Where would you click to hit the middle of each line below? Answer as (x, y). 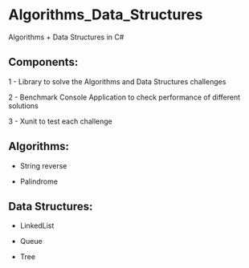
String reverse (43, 165)
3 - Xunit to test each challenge (60, 121)
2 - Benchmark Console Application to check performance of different (124, 97)
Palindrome (39, 181)
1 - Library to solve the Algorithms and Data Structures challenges (117, 81)
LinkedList (37, 225)
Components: (43, 62)
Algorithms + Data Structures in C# (66, 37)
